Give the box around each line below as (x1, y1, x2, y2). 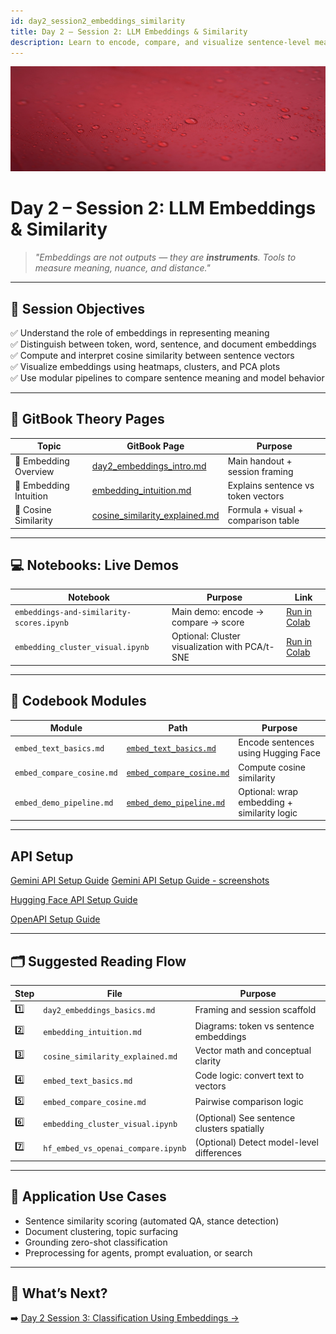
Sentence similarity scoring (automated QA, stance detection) (24, 1215, 280, 1227)
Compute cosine (238, 761, 307, 773)
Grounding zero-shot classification (24, 1236, 168, 1248)
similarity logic (238, 806, 298, 819)
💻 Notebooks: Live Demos (10, 556, 180, 574)
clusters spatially (194, 1123, 265, 1135)
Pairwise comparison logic (194, 1096, 304, 1108)
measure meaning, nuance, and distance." (34, 262, 211, 274)
